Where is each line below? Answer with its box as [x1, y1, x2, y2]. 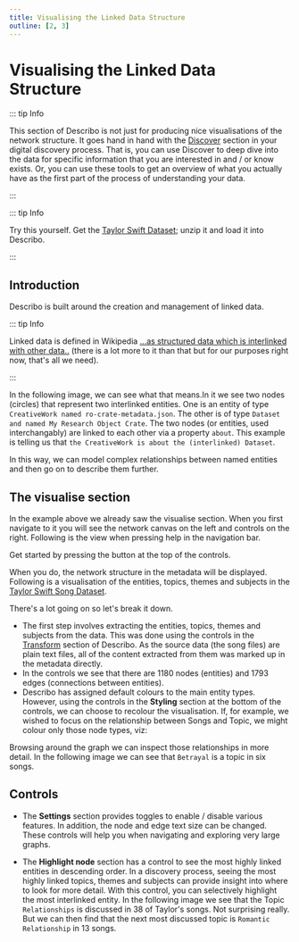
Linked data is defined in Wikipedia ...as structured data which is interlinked [9, 336, 287, 346]
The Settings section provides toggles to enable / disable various [21, 810, 263, 821]
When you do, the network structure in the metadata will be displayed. [9, 567, 268, 578]
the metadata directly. [21, 658, 104, 670]
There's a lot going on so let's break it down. [9, 604, 174, 614]
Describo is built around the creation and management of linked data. [9, 301, 264, 313]
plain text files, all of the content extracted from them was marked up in [21, 649, 286, 660]
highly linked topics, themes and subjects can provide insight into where [21, 875, 288, 886]
